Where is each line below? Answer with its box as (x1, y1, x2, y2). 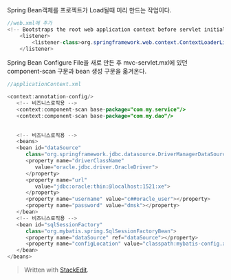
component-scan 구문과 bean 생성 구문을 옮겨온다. (7, 67, 147, 76)
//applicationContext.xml (7, 81, 81, 88)
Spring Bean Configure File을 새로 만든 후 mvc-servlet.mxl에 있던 (7, 58, 188, 67)
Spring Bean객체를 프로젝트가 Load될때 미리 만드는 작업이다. (7, 6, 172, 14)
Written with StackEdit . (23, 266, 89, 274)
